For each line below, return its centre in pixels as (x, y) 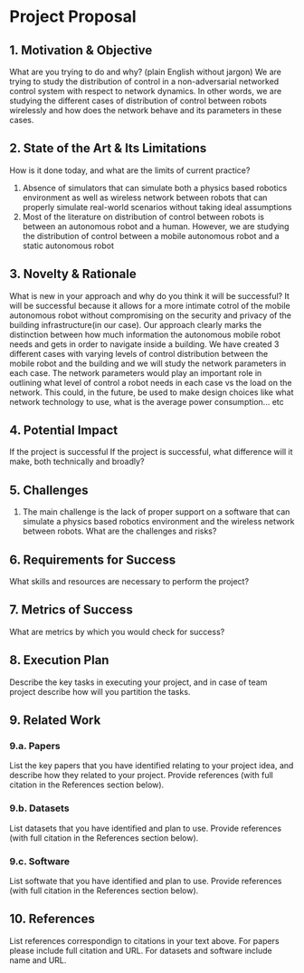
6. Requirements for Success (93, 559)
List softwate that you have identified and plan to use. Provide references (146, 881)
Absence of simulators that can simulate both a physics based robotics (155, 188)
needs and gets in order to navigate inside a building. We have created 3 (144, 344)
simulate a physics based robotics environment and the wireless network (158, 522)
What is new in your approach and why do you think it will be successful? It (149, 295)
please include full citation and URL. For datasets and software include (141, 950)
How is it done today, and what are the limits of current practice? (130, 170)
